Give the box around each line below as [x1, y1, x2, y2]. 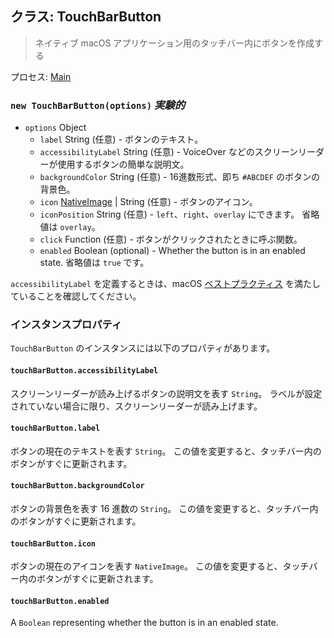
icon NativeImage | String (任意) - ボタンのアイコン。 [39, 196, 258, 208]
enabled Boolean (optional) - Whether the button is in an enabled [39, 245, 306, 257]
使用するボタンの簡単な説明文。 [57, 158, 190, 171]
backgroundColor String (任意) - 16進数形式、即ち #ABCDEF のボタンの [39, 171, 320, 183]
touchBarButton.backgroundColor [10, 481, 145, 491]
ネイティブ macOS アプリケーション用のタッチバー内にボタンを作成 [34, 37, 315, 49]
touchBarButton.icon [10, 538, 97, 549]
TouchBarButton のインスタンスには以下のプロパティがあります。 [10, 342, 276, 354]
